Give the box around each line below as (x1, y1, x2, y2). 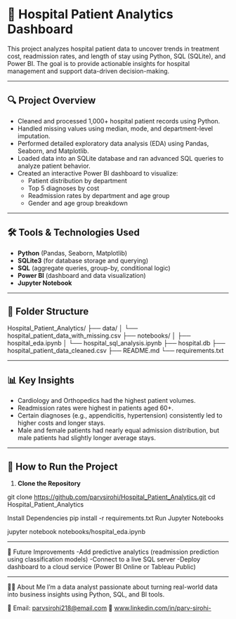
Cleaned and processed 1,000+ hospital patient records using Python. (17, 117, 221, 125)
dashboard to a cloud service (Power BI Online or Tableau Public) (7, 563, 197, 571)
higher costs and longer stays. (17, 419, 105, 427)
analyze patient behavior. (17, 161, 91, 170)
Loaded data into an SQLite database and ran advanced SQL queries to (17, 154, 224, 162)
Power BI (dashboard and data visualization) (17, 271, 146, 279)
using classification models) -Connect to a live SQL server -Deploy (7, 555, 201, 564)
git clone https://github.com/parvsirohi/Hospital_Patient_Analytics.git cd (7, 493, 216, 501)
